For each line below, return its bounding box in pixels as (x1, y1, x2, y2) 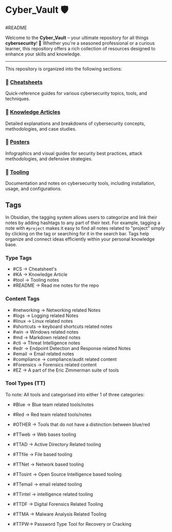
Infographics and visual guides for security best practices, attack (5, 150, 142, 156)
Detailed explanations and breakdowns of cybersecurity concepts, (5, 120, 145, 126)
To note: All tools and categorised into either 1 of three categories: (5, 391, 145, 397)
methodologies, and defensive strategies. (5, 155, 93, 162)
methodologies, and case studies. (5, 125, 77, 132)
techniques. (5, 96, 30, 102)
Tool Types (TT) (5, 380, 46, 387)
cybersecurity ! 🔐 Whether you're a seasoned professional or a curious (5, 40, 155, 46)
